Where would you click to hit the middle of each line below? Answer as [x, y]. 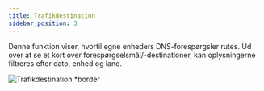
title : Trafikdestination [52, 16]
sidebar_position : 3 [43, 23]
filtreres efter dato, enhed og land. [65, 63]
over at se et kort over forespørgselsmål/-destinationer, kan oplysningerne [132, 55]
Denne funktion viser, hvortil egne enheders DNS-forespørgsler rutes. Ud [130, 46]
